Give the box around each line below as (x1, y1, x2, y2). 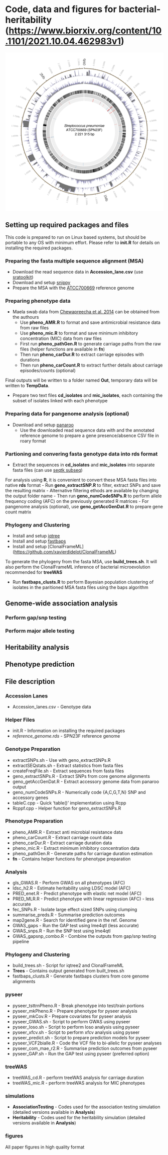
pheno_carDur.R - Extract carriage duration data (12, 840, 112, 846)
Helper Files (5, 716, 35, 723)
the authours (12, 314, 39, 320)
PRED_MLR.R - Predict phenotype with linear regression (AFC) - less (12, 896, 154, 902)
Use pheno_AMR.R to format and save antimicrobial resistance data (20, 319, 160, 325)
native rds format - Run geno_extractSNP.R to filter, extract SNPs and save (5, 482, 161, 488)
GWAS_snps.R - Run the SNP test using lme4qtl (12, 928, 111, 934)
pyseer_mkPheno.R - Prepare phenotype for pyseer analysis (12, 1008, 138, 1014)
